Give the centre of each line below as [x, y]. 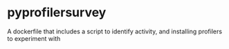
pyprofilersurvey [57, 13]
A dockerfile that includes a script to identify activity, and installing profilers [115, 31]
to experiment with [34, 38]
